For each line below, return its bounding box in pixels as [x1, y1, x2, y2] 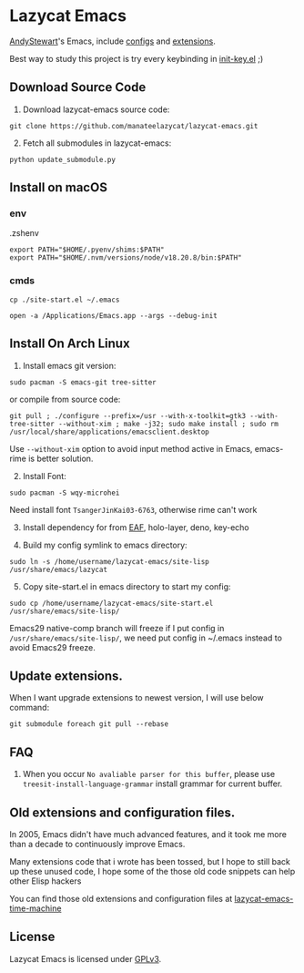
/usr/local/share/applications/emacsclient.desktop [9, 427, 209, 436]
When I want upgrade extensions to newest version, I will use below [9, 692, 264, 703]
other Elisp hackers [9, 876, 82, 886]
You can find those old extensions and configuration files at [9, 893, 233, 904]
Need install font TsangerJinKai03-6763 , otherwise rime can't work [9, 504, 258, 515]
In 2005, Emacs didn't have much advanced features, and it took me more [9, 828, 287, 839]
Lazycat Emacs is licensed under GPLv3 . [9, 953, 162, 964]
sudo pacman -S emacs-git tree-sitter [9, 377, 157, 387]
